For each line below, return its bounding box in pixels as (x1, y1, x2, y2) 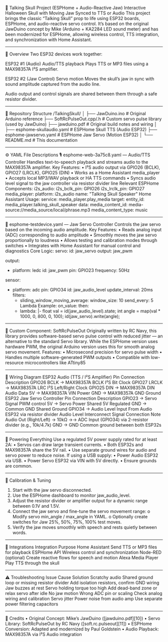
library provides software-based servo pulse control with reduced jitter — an (5, 333, 163, 339)
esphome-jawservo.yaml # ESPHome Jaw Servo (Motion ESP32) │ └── (5, 132, 153, 138)
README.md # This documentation (5, 137, 77, 143)
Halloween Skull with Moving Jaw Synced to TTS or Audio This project (5, 10, 150, 16)
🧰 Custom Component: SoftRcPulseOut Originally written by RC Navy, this (5, 328, 157, 334)
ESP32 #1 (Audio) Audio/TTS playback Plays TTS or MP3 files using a (5, 61, 148, 67)
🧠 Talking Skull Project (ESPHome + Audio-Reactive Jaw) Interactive (5, 5, 146, 11)
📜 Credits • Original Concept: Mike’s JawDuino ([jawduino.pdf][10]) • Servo (5, 615, 160, 621)
